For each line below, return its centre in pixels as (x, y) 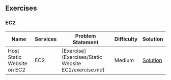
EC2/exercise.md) (83, 69)
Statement (85, 42)
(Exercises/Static (82, 57)
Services (46, 39)
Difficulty (126, 39)
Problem (85, 36)
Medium (124, 60)
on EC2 (17, 69)
